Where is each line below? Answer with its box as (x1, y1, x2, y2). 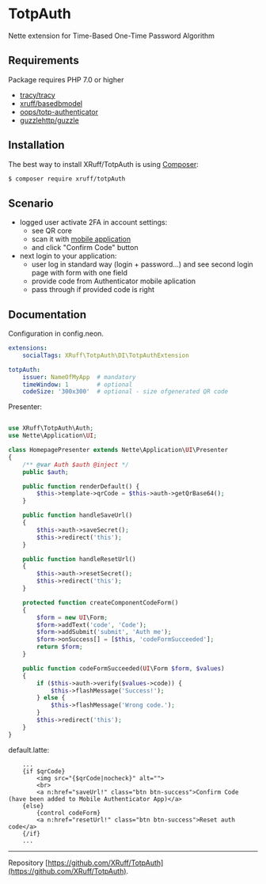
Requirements (8, 54, 79, 67)
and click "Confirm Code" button (31, 243, 139, 252)
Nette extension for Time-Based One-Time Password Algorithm (8, 31, 215, 40)
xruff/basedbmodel (19, 98, 83, 108)
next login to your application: (19, 251, 117, 261)
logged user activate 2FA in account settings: (19, 218, 168, 227)
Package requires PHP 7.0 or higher (8, 74, 124, 84)
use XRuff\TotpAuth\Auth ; (8, 424, 93, 432)
